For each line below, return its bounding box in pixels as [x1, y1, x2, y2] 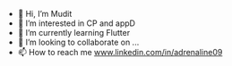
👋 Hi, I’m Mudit [17, 9, 73, 19]
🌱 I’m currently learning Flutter [17, 28, 131, 37]
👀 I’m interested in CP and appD [17, 18, 136, 29]
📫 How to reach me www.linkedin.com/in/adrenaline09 [17, 47, 223, 57]
